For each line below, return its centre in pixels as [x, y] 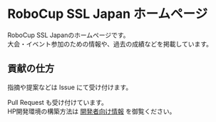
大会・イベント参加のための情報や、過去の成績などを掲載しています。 [110, 44]
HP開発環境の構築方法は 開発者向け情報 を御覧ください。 [92, 111]
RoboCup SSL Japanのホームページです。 [68, 35]
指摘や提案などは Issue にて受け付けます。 [70, 87]
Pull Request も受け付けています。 [58, 102]
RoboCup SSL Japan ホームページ [108, 14]
